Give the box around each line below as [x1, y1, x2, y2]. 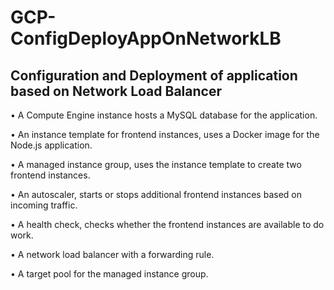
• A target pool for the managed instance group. [10, 268, 209, 280]
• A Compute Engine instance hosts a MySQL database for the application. [10, 109, 318, 121]
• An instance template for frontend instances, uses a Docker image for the [10, 129, 320, 140]
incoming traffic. [10, 199, 78, 211]
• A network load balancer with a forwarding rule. [10, 249, 215, 260]
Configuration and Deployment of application [10, 67, 298, 84]
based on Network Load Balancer [10, 82, 222, 100]
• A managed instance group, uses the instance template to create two [10, 159, 302, 170]
